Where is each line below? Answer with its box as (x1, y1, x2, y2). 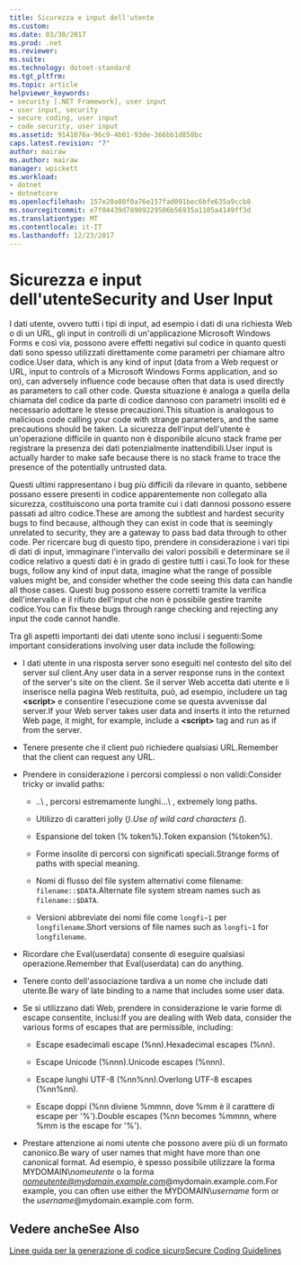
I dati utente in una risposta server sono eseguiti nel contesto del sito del (22, 658, 292, 669)
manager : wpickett (9, 164, 78, 173)
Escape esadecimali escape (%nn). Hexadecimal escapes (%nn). (35, 1039, 276, 1050)
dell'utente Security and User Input (9, 289, 274, 309)
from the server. (22, 725, 83, 736)
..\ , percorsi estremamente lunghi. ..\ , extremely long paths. (35, 796, 258, 807)
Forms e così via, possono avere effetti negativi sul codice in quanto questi (9, 338, 287, 348)
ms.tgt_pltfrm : (9, 72, 66, 81)
